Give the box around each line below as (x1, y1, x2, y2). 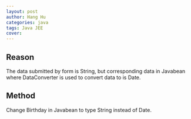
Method (6, 91, 36, 101)
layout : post (6, 8, 38, 15)
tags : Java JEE (6, 25, 43, 31)
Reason (6, 52, 35, 62)
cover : (6, 30, 22, 36)
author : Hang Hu (6, 14, 46, 20)
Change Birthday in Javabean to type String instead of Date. (6, 106, 152, 113)
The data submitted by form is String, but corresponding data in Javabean (6, 67, 186, 74)
